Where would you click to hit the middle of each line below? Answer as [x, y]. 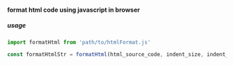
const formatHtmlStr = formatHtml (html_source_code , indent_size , [106, 55]
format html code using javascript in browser [74, 10]
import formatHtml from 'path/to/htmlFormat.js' [79, 42]
